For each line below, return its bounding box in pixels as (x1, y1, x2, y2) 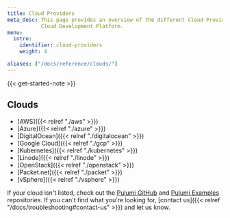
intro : (13, 36, 32, 42)
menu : (7, 29, 23, 36)
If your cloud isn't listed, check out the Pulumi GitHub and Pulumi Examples (7, 189, 220, 197)
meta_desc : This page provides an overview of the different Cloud (7, 16, 204, 23)
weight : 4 (19, 49, 48, 55)
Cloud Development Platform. (40, 23, 125, 29)
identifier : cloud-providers (19, 42, 103, 49)
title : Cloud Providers (7, 10, 75, 17)
